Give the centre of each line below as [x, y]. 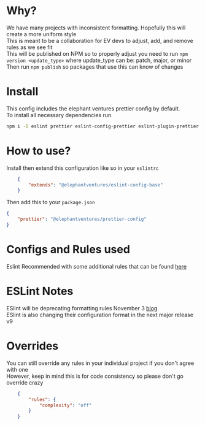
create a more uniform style [41, 34]
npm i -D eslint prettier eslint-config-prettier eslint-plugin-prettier [103, 126]
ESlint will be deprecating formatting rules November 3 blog [82, 308]
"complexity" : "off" [65, 405]
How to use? [39, 151]
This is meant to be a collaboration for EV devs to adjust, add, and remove [100, 40]
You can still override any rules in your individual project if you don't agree [100, 363]
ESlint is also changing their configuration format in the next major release [100, 315]
